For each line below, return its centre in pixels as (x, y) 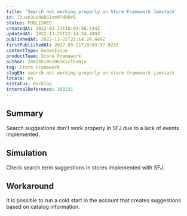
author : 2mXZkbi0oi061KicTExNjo (46, 61)
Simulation (27, 153)
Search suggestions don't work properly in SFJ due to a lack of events (93, 128)
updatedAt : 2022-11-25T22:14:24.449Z (53, 34)
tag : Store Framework (33, 67)
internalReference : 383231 (40, 90)
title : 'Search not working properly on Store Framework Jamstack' (92, 12)
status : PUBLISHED (29, 23)
